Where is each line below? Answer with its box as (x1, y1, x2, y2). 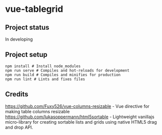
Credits (5, 90, 29, 98)
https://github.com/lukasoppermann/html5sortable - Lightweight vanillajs (5, 114, 155, 120)
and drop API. (5, 124, 33, 130)
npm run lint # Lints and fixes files (5, 77, 85, 82)
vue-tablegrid (5, 3, 63, 15)
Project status (5, 23, 50, 32)
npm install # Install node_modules (5, 63, 81, 69)
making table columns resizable (5, 108, 70, 114)
